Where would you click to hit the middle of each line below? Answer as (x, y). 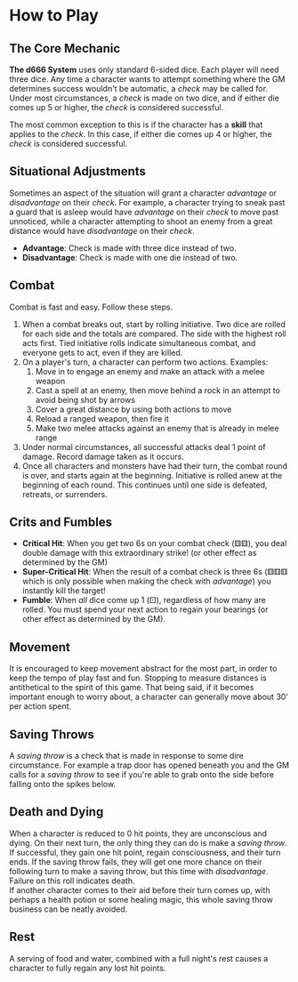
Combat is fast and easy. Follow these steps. (91, 307)
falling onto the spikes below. (63, 785)
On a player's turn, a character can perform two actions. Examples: (145, 362)
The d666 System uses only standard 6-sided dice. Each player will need (144, 69)
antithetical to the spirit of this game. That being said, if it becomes (132, 688)
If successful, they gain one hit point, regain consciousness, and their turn (145, 852)
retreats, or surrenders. (65, 494)
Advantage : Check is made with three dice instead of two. (129, 248)
